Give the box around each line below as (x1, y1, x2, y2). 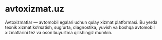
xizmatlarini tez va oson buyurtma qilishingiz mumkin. (5, 29, 113, 35)
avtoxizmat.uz (5, 3, 65, 14)
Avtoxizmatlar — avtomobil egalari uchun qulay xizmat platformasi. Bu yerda (5, 19, 158, 25)
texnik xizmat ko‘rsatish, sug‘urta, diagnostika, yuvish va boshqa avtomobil (5, 24, 155, 30)
